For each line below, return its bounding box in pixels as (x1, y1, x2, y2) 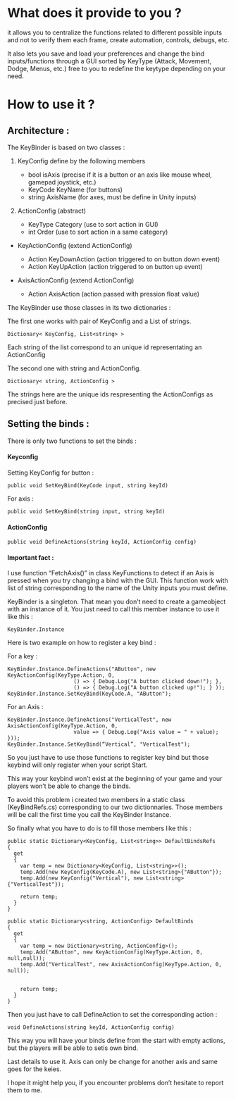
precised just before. (7, 397, 68, 406)
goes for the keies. (7, 1065, 62, 1073)
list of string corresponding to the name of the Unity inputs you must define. (7, 584, 228, 592)
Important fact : (7, 553, 54, 561)
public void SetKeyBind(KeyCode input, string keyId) (7, 482, 169, 489)
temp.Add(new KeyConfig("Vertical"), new (20, 875, 143, 882)
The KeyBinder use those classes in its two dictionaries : (7, 303, 171, 311)
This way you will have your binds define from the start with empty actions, (7, 1037, 225, 1045)
